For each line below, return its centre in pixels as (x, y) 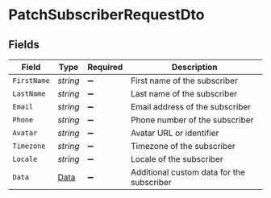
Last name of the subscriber (184, 94)
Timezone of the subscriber (183, 146)
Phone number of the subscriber (192, 120)
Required (105, 67)
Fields (24, 45)
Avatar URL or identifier (175, 133)
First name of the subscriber (184, 80)
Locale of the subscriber (177, 159)
